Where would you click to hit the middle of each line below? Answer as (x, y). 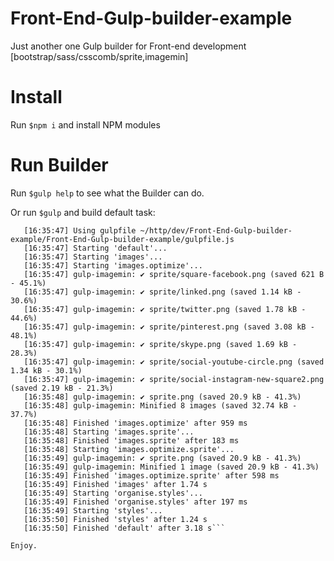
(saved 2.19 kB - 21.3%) (62, 388)
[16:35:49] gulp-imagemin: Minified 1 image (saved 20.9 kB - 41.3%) (171, 467)
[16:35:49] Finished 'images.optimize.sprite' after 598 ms (151, 475)
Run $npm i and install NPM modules (85, 124)
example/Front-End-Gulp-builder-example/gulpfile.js (122, 239)
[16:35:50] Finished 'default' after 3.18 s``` (124, 528)
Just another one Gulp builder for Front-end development (128, 46)
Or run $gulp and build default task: (83, 212)
